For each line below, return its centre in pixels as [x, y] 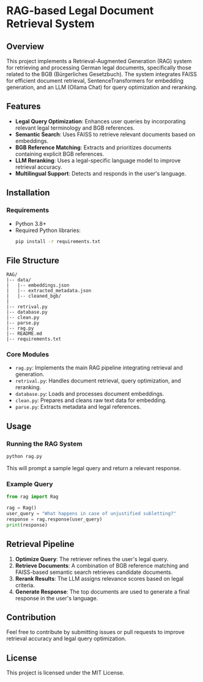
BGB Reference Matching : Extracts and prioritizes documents [93, 147]
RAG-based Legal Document [80, 11]
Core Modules [28, 355]
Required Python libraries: [48, 230]
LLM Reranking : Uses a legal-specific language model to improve [98, 160]
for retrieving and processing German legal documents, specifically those [99, 68]
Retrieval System [50, 24]
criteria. [25, 585]
